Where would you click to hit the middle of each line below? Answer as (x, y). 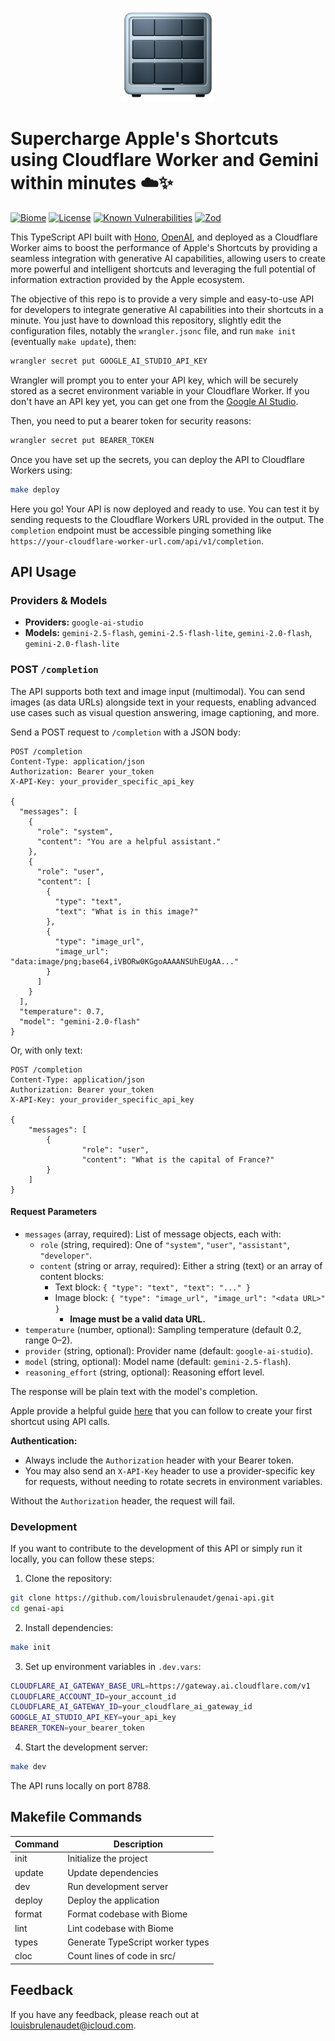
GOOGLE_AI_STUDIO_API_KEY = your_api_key (93, 1718)
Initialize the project (107, 1859)
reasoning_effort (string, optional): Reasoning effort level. (144, 1372)
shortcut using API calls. (60, 1421)
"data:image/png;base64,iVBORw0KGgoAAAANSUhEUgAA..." (125, 961)
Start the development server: (86, 1747)
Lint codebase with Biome (120, 1928)
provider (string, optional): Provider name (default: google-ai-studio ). (169, 1350)
